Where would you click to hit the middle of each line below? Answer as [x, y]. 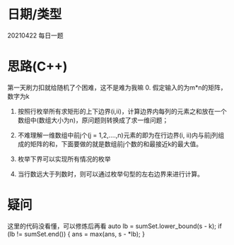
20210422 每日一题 [35, 35]
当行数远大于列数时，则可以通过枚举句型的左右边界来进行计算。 [110, 174]
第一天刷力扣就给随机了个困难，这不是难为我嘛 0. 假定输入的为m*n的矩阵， [117, 87]
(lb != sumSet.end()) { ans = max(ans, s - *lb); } [76, 234]
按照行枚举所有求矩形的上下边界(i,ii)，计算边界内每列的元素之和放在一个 [122, 111]
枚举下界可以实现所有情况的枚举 [64, 159]
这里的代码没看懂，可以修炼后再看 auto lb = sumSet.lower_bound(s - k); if [115, 226]
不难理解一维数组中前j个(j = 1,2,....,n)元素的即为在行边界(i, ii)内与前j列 [118, 135]
